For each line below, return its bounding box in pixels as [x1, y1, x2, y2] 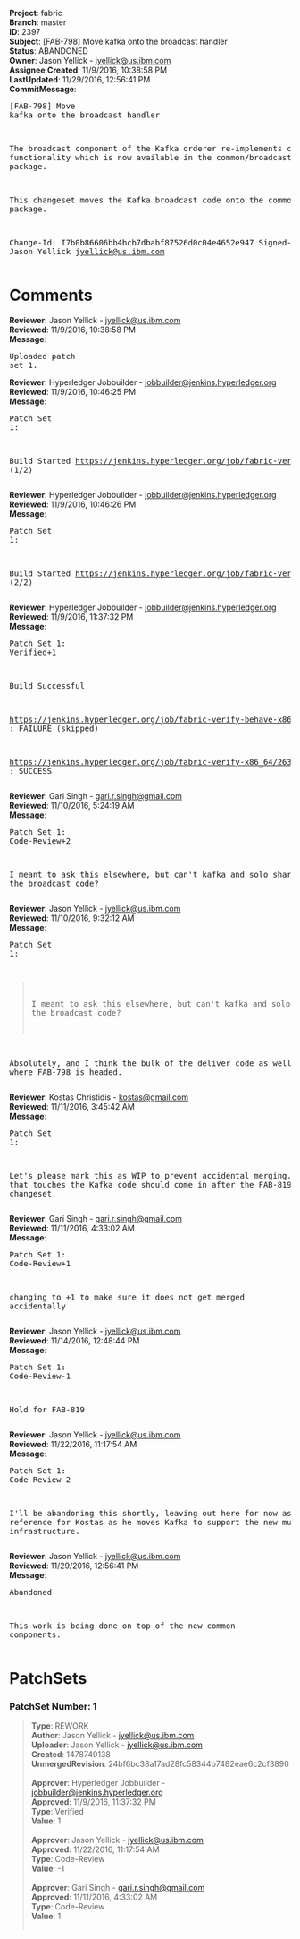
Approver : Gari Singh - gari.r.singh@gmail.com [30, 1883, 205, 1893]
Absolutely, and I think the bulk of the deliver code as [9, 1058, 269, 1068]
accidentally [9, 1300, 67, 1311]
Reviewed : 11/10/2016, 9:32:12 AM [9, 913, 135, 923]
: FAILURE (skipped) [9, 723, 100, 734]
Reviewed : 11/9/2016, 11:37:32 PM [9, 611, 134, 622]
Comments [9, 286, 93, 305]
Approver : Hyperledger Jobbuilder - [30, 1778, 166, 1789]
